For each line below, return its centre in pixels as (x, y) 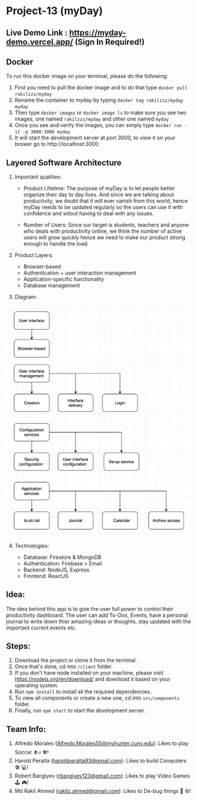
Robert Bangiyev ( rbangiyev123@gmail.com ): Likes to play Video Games (102, 776)
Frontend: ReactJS (46, 576)
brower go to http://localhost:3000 (56, 144)
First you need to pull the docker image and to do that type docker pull (101, 87)
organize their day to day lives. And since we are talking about (99, 195)
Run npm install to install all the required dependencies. (83, 692)
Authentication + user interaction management (80, 273)
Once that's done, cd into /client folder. (64, 666)
